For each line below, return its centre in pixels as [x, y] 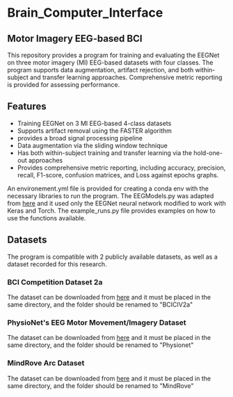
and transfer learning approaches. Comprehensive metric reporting [126, 77]
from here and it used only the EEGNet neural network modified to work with [116, 203]
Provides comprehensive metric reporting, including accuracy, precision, [121, 168]
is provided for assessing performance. [64, 84]
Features [27, 107]
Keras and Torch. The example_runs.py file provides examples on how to [111, 211]
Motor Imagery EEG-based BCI [75, 39]
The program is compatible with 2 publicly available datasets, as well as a [112, 257]
